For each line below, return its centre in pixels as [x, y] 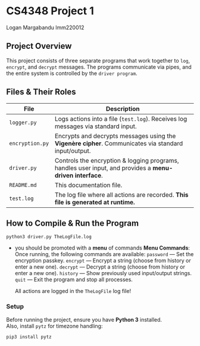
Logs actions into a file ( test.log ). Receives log [121, 119]
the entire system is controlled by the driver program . [72, 73]
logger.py [23, 122]
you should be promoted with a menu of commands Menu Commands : [102, 248]
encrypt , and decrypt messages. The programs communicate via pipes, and [99, 67]
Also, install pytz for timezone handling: [54, 326]
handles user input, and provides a [103, 168]
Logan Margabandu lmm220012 [45, 27]
